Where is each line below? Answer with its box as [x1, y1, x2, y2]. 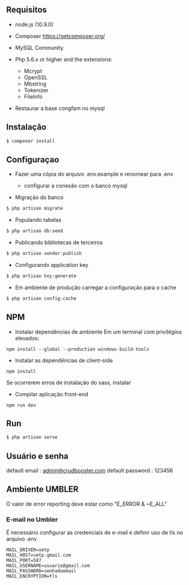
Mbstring [23, 80, 47, 87]
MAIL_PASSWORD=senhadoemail [6, 568, 77, 574]
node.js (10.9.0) [14, 20, 54, 28]
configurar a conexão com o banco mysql [23, 182, 128, 189]
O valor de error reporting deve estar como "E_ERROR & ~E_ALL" [6, 500, 167, 507]
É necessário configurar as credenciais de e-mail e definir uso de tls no [6, 529, 184, 536]
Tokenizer [23, 87, 49, 94]
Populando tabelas [14, 216, 62, 224]
